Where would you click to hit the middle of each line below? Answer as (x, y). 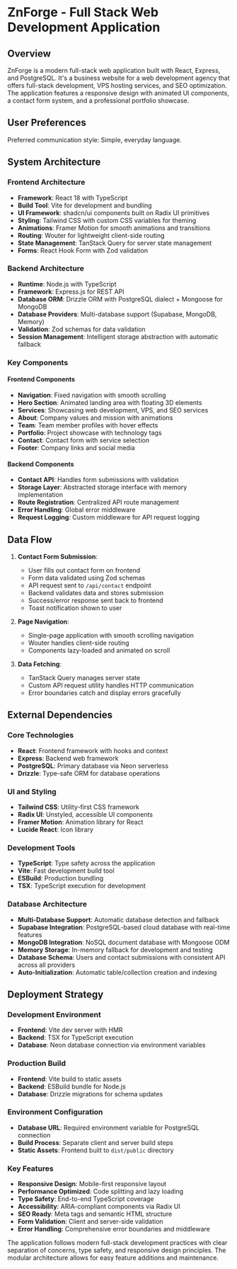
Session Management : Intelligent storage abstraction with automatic (118, 336)
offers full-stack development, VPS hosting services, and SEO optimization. (117, 85)
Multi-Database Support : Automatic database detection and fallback (118, 919)
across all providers (46, 965)
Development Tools (41, 848)
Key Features (31, 1168)
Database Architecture (47, 905)
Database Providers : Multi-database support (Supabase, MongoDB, (117, 314)
